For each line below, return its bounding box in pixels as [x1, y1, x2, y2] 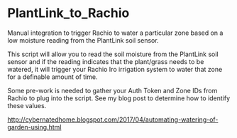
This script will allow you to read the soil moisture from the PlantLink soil [7, 50, 219, 58]
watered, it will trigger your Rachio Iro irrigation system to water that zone [7, 65, 223, 73]
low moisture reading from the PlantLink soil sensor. [7, 36, 159, 44]
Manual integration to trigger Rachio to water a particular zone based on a [7, 28, 224, 37]
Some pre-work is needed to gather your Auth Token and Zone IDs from [7, 86, 218, 95]
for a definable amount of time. [7, 73, 98, 81]
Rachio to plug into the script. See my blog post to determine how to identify [7, 94, 231, 102]
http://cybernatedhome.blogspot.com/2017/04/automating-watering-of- [7, 115, 219, 124]
